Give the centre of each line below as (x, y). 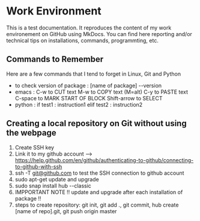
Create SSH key (35, 147)
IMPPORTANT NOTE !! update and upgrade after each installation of (99, 192)
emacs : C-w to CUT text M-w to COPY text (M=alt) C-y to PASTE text (101, 92)
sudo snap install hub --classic (53, 186)
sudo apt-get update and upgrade (57, 179)
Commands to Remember (55, 59)
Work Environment (54, 11)
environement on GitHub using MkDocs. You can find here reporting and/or (99, 34)
